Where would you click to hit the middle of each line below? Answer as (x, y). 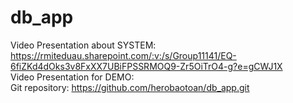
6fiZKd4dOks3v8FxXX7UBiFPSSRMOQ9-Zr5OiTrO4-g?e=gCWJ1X (146, 66)
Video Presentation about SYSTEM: (83, 45)
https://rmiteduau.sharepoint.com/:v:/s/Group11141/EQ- (123, 55)
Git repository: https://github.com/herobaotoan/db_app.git (130, 87)
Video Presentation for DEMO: (72, 77)
